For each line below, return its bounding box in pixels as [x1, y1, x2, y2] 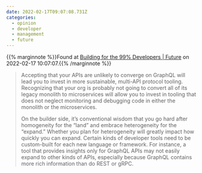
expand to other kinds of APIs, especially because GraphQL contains [21, 154, 192, 160]
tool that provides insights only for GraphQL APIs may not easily [21, 147, 180, 154]
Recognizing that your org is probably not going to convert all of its [21, 84, 188, 91]
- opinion [11, 20, 36, 26]
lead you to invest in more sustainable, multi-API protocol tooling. [21, 78, 183, 85]
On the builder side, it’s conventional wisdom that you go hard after [21, 115, 188, 122]
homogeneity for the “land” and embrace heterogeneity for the [21, 122, 177, 128]
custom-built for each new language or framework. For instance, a [21, 141, 186, 148]
